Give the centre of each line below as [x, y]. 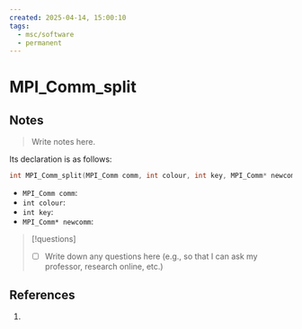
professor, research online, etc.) [104, 267]
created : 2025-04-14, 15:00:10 [68, 18]
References [42, 294]
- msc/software [46, 34]
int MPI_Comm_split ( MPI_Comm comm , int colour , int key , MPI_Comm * [138, 176]
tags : [19, 26]
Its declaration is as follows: [61, 159]
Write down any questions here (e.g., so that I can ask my [151, 256]
